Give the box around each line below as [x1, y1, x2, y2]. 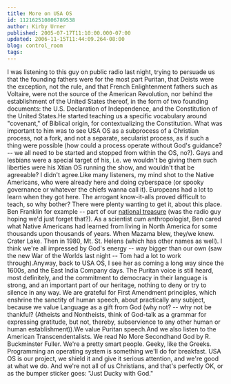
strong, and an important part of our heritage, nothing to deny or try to [7, 281, 207, 289]
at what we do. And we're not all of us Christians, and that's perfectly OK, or [7, 361, 223, 370]
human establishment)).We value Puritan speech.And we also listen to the [7, 324, 217, 333]
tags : [7, 49, 23, 56]
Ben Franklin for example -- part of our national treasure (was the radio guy [7, 207, 221, 215]
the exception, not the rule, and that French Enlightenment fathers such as [7, 82, 219, 91]
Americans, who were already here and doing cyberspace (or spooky [7, 178, 204, 186]
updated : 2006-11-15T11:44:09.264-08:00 [7, 36, 125, 43]
